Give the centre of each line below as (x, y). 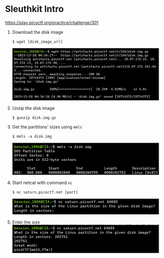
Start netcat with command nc (42, 183)
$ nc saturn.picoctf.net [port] (45, 192)
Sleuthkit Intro (34, 9)
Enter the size (26, 222)
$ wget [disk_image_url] (37, 42)
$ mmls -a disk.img (32, 136)
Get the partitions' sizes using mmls (47, 127)
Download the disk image (38, 32)
